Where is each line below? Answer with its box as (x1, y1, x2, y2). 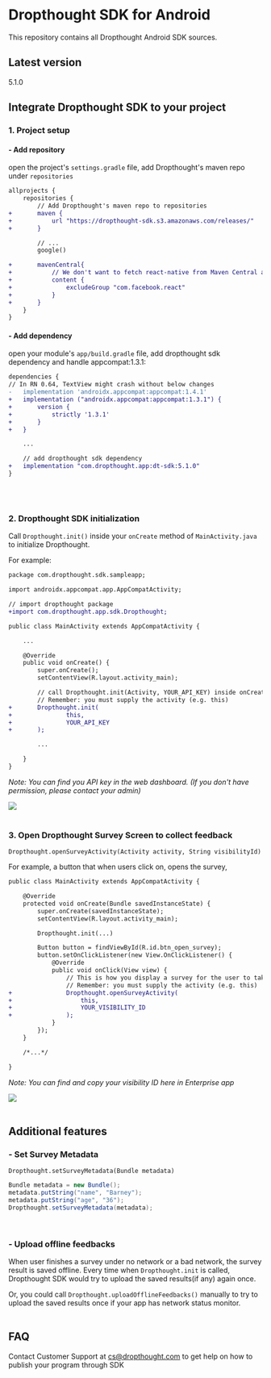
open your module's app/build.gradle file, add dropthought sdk (8, 349, 220, 358)
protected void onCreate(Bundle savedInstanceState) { (23, 900, 211, 908)
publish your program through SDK (8, 1359, 125, 1369)
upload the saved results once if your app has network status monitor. (8, 1298, 241, 1308)
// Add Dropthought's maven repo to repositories (37, 202, 207, 211)
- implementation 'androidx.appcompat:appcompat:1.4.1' (8, 388, 207, 396)
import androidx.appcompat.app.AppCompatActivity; (8, 586, 182, 594)
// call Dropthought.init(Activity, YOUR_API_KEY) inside (37, 688, 236, 697)
